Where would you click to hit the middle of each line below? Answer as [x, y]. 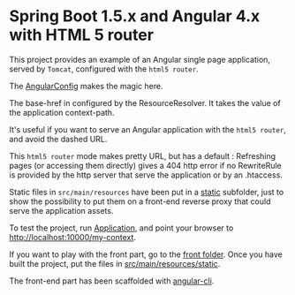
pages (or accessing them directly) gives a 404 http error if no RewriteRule [146, 165]
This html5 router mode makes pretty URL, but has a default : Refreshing [143, 155]
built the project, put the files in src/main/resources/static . [115, 263]
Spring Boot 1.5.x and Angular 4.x [135, 16]
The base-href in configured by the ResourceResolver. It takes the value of [145, 102]
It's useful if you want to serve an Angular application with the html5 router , [148, 129]
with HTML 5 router [82, 35]
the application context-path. [62, 112]
